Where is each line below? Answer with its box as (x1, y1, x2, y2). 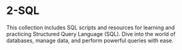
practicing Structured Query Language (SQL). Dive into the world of (6, 30, 176, 37)
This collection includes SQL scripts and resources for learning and (6, 24, 175, 31)
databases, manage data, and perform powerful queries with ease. (6, 37, 174, 44)
